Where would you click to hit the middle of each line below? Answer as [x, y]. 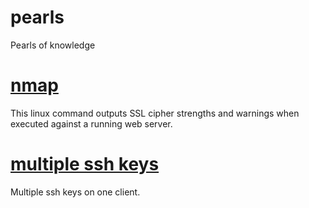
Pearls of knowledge [53, 45]
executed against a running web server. [91, 123]
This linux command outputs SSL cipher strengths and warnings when [155, 113]
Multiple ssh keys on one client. [75, 192]
